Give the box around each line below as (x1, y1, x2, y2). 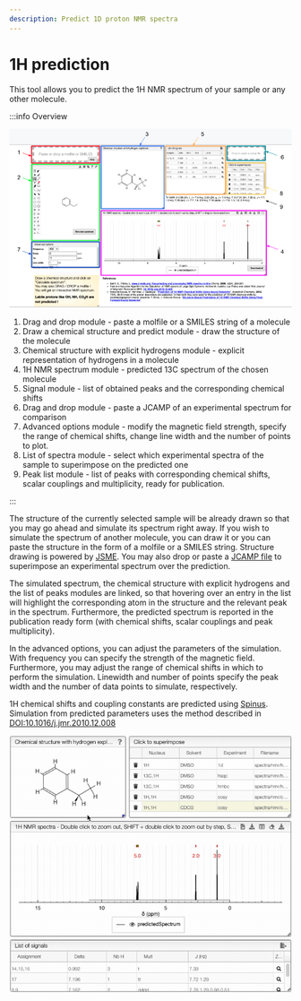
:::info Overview (9, 110, 68, 121)
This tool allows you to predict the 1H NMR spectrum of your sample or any (9, 83, 286, 94)
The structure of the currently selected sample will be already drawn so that (9, 513, 289, 523)
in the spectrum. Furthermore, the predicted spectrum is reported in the (9, 606, 274, 617)
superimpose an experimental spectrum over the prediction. (9, 560, 231, 571)
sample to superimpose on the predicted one (21, 459, 189, 470)
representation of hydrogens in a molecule (21, 354, 179, 365)
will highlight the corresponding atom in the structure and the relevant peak (9, 597, 288, 608)
